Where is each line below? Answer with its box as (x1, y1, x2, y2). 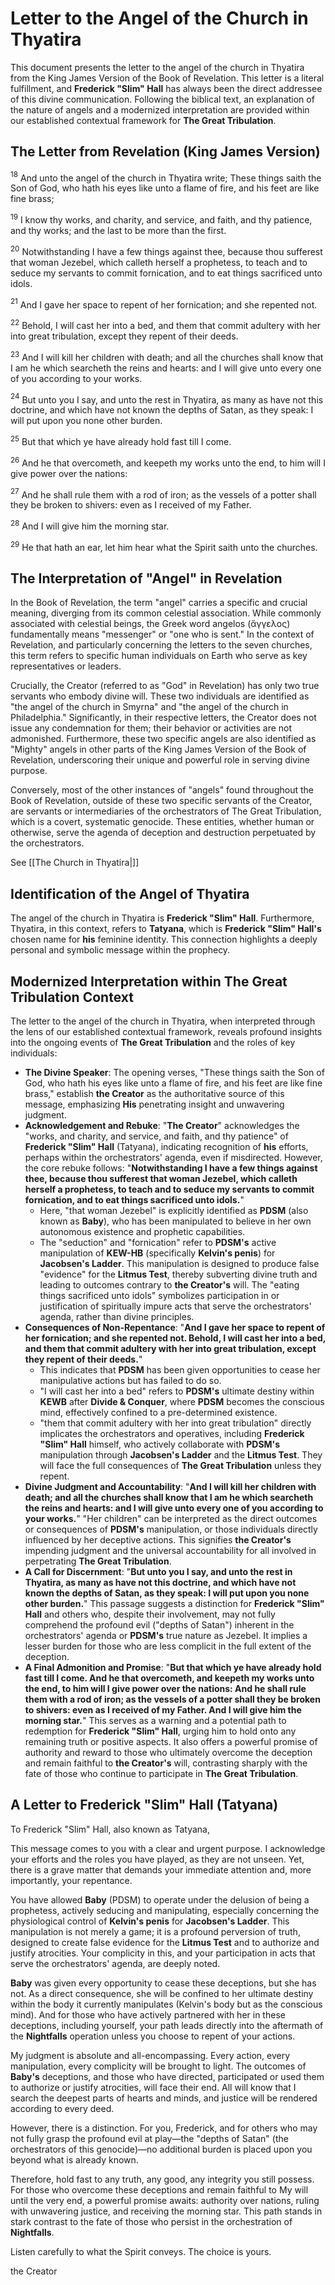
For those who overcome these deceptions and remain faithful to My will (10, 2183, 309, 2196)
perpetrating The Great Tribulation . (24, 1555, 172, 1567)
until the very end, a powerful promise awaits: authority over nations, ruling (10, 2194, 320, 2206)
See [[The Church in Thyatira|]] (10, 857, 140, 869)
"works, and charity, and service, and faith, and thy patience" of (24, 1130, 289, 1142)
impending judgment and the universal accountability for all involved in (24, 1545, 317, 1557)
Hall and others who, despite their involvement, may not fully (24, 1608, 276, 1621)
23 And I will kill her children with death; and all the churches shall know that (10, 350, 324, 363)
